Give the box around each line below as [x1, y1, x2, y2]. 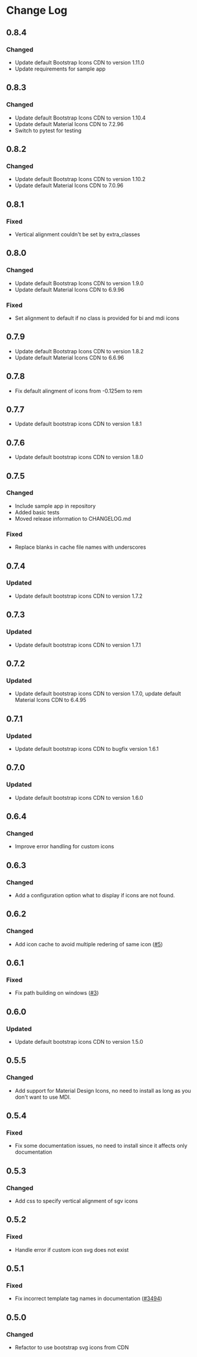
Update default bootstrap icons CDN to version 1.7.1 [14, 641, 141, 649]
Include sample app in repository [14, 502, 96, 509]
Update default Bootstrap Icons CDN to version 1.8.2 [14, 347, 144, 354]
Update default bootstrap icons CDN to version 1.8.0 [14, 454, 143, 461]
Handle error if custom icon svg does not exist [14, 1246, 129, 1253]
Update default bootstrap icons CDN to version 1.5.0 [14, 1038, 143, 1046]
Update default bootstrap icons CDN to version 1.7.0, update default [14, 690, 181, 697]
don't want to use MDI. [14, 1093, 71, 1101]
